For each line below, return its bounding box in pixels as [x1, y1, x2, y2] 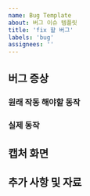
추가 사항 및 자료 [8, 176, 82, 189]
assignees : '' [8, 41, 55, 49]
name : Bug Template [8, 11, 72, 20]
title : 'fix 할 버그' [8, 26, 74, 34]
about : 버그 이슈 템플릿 [8, 19, 78, 27]
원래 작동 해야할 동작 [8, 97, 81, 108]
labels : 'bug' [8, 33, 55, 42]
